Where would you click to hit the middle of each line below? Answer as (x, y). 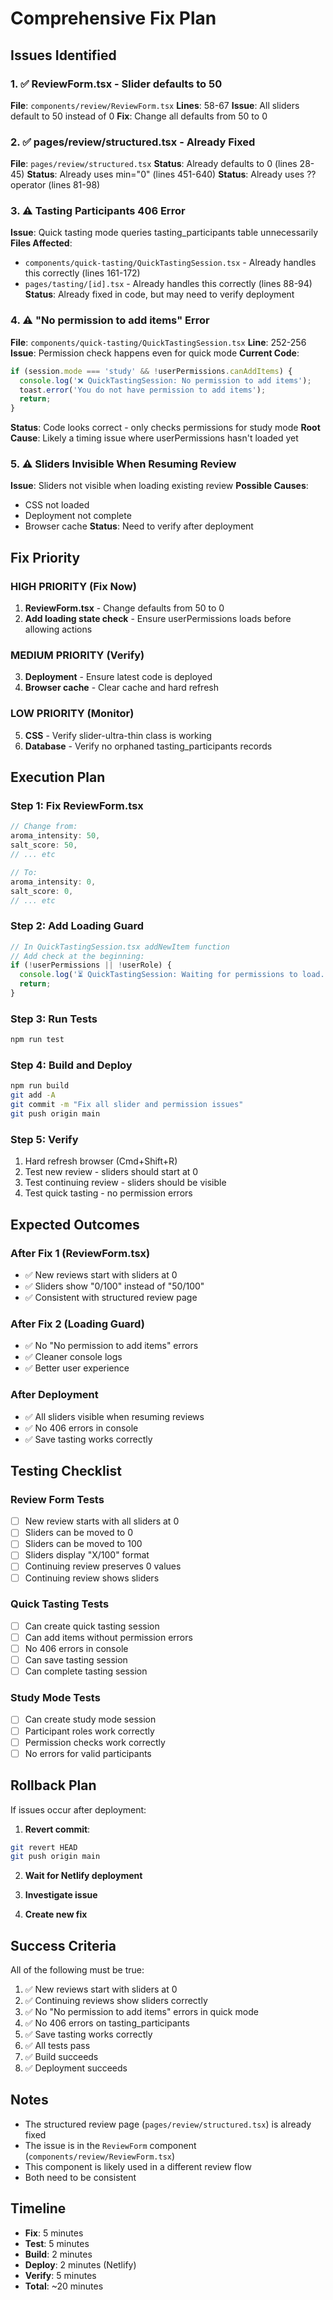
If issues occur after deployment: (78, 1809)
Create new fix (56, 1914)
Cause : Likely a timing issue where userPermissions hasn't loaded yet (154, 438)
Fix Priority (45, 557)
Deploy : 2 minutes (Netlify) (80, 2264)
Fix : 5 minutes (54, 2233)
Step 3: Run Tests (54, 1019)
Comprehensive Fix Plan (113, 18)
